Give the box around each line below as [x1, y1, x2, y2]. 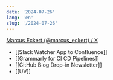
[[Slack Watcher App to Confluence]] [15, 48, 108, 56]
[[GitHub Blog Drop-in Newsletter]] [15, 61, 102, 68]
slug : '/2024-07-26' [6, 20, 59, 26]
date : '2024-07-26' [6, 8, 56, 15]
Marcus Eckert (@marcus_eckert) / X [6, 37, 98, 44]
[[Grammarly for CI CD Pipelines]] [15, 55, 100, 62]
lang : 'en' [6, 15, 34, 21]
